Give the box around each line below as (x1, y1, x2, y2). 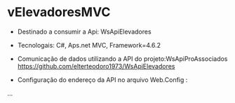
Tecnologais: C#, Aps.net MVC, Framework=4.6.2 (17, 41, 161, 49)
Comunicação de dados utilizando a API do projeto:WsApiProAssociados (17, 54, 228, 63)
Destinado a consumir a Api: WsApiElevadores (17, 27, 152, 36)
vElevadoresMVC (7, 4, 111, 20)
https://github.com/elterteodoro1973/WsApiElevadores (17, 62, 175, 70)
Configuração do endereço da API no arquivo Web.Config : (17, 75, 188, 84)
